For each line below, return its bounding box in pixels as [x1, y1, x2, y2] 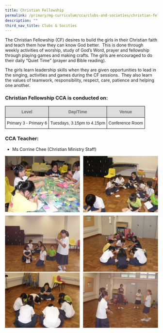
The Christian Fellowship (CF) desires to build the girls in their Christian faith [5, 37, 158, 43]
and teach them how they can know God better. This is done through [5, 42, 144, 48]
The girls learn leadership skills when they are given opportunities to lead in [5, 67, 157, 73]
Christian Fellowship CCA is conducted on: [5, 95, 108, 101]
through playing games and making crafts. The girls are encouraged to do [5, 52, 153, 58]
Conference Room [108, 120, 143, 126]
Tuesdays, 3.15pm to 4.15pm [50, 120, 106, 126]
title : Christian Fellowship [5, 8, 64, 13]
